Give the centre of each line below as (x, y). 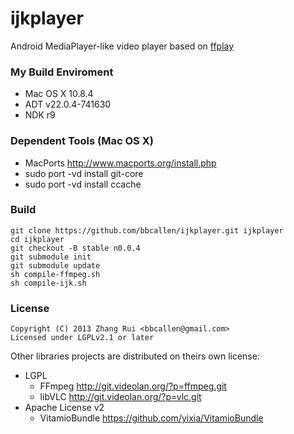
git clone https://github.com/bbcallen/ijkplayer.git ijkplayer (147, 230)
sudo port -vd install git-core (84, 173)
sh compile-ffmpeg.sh (55, 274)
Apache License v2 (64, 408)
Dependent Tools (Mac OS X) (82, 141)
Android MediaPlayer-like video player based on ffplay (122, 46)
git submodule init (51, 257)
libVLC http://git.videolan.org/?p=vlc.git (120, 397)
